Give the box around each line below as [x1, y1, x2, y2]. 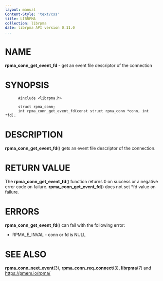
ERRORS [5, 206, 40, 217]
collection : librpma [5, 21, 47, 26]
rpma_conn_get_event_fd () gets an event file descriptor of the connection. [5, 145, 156, 151]
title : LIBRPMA [5, 16, 36, 21]
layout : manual [5, 7, 36, 12]
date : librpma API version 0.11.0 [5, 25, 75, 30]
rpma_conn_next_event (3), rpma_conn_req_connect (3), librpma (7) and [5, 265, 152, 271]
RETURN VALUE [5, 162, 71, 173]
